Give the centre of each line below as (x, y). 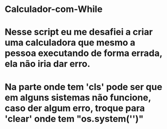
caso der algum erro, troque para (75, 108)
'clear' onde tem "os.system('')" (74, 119)
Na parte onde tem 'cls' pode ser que (83, 87)
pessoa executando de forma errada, (83, 53)
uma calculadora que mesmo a (70, 43)
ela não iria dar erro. (48, 64)
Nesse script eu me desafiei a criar (79, 32)
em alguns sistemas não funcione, (78, 97)
